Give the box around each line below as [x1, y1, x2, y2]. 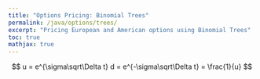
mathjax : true [8, 41, 55, 48]
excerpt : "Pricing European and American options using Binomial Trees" [8, 26, 251, 34]
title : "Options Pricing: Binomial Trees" [8, 11, 149, 20]
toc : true [8, 33, 41, 41]
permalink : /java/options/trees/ [8, 19, 118, 27]
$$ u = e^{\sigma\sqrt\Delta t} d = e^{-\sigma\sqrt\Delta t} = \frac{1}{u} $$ [11, 62, 253, 71]
